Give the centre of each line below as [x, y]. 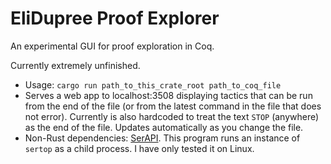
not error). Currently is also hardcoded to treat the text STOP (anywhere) [172, 116]
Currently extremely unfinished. [75, 65]
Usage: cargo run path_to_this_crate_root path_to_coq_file [153, 84]
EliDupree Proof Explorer [115, 18]
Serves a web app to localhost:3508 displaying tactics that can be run [168, 95]
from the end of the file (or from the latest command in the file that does [173, 106]
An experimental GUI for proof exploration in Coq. [112, 46]
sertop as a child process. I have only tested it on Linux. [139, 148]
